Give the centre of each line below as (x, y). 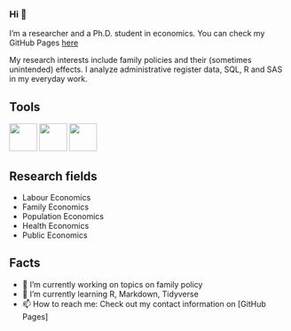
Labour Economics (56, 197)
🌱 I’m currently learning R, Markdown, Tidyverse (110, 294)
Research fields (53, 176)
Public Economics (55, 235)
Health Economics (55, 225)
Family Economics (55, 207)
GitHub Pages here (44, 43)
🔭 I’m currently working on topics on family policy (112, 284)
